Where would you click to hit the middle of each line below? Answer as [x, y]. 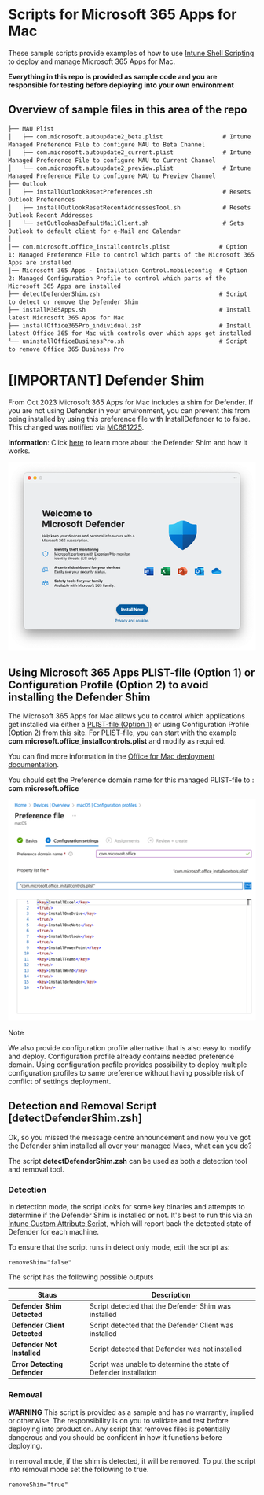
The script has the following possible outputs [81, 1277]
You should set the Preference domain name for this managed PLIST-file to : [131, 780]
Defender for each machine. [54, 1232]
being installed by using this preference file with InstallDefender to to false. [129, 419]
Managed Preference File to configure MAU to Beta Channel [107, 144]
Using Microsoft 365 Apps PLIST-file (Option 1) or [132, 672]
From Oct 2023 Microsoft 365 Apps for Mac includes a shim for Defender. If [131, 402]
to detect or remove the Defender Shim [73, 302]
